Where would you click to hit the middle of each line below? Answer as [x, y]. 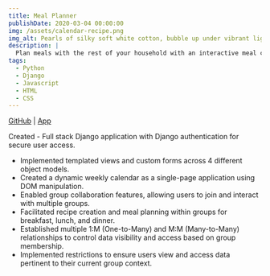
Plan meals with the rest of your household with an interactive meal [136, 53]
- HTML [27, 91]
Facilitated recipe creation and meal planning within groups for [123, 212]
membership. [42, 246]
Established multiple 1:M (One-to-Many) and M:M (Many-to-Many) [129, 229]
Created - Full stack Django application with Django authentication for [124, 137]
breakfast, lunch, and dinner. [67, 220]
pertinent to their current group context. [86, 263]
